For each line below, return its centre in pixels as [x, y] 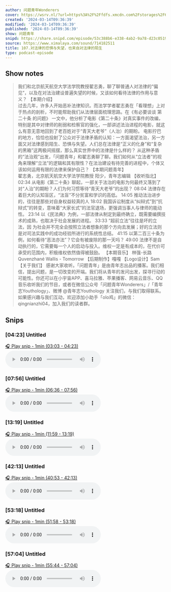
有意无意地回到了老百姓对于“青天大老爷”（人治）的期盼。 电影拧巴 [92, 131]
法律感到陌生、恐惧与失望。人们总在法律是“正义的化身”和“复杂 [97, 144]
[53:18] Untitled [25, 510]
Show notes [24, 73]
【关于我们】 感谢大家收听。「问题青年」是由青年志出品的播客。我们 [89, 265]
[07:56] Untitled [25, 378]
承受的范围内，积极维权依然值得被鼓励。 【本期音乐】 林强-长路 [85, 253]
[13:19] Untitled [25, 422]
